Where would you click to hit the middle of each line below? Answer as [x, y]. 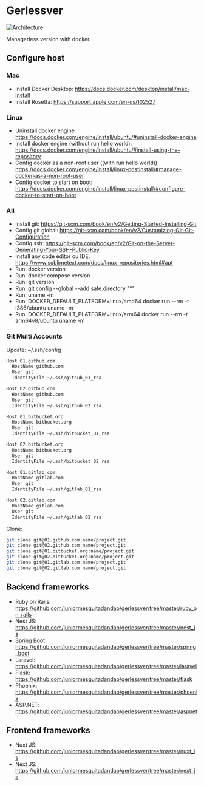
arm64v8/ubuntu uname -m [50, 321]
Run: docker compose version [53, 276]
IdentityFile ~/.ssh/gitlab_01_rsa [57, 489]
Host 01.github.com [31, 361]
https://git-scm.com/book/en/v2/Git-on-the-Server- [110, 243]
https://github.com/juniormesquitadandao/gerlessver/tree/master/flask [104, 679]
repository [28, 156]
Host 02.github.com [31, 389]
